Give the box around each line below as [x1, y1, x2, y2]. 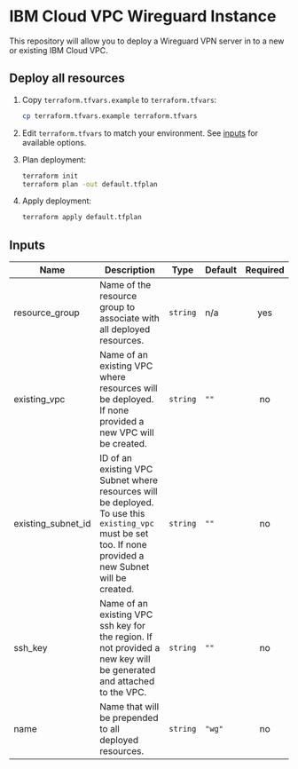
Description [105, 264, 155, 276]
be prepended [98, 712, 159, 725]
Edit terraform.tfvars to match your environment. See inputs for [21, 127, 259, 139]
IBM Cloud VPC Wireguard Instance [9, 6, 277, 27]
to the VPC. [98, 686, 147, 699]
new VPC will [98, 426, 154, 439]
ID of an [98, 452, 133, 464]
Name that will [98, 701, 160, 713]
